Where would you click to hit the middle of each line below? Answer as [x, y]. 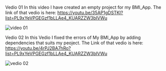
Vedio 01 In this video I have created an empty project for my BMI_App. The [83, 7]
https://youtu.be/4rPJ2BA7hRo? [38, 48]
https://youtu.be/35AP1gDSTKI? [90, 13]
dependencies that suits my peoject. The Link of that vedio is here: [74, 43]
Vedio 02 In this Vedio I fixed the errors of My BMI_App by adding [73, 38]
